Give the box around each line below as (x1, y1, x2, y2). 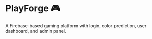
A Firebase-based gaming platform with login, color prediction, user (5, 22, 147, 29)
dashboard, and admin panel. (5, 28, 67, 34)
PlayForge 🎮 (5, 3, 61, 14)
